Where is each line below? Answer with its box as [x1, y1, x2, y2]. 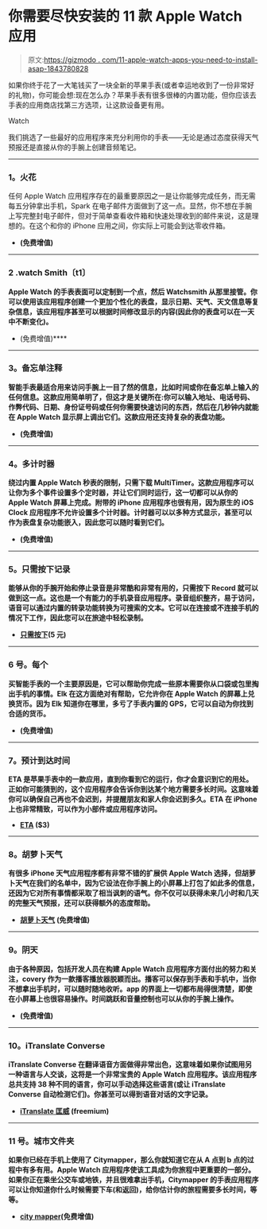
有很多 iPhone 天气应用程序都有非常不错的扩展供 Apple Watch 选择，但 [8, 868, 242, 878]
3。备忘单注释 [8, 362, 63, 374]
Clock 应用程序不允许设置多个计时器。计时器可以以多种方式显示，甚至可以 [8, 508, 253, 518]
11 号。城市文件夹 [8, 1135, 75, 1146]
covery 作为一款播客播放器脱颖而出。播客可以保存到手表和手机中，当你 [21, 974, 257, 983]
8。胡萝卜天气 [8, 848, 63, 859]
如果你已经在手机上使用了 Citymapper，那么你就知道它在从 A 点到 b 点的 [8, 1155, 248, 1165]
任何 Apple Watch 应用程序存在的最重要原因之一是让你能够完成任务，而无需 [8, 192, 256, 201]
